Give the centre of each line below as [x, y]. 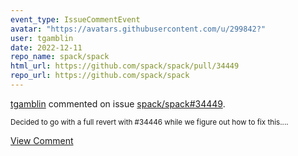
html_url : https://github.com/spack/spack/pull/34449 [125, 66]
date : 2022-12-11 [46, 47]
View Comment [42, 140]
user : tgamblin [42, 38]
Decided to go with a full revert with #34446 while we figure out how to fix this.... [149, 122]
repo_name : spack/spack [60, 57]
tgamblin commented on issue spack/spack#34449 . [118, 103]
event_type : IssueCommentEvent [75, 19]
